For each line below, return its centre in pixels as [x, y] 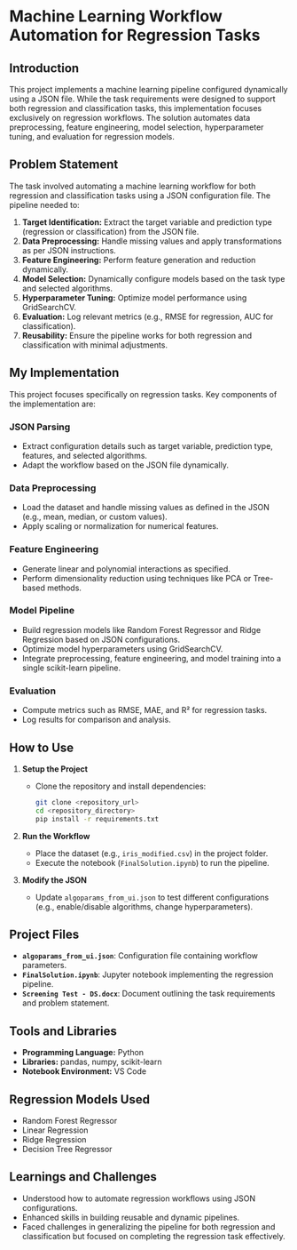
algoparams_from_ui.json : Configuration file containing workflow [140, 956]
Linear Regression [55, 1130]
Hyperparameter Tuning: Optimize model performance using [134, 297]
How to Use [42, 747]
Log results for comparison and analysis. [96, 720]
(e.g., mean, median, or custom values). [95, 517]
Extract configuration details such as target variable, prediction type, [147, 445]
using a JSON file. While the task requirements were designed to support [143, 99]
